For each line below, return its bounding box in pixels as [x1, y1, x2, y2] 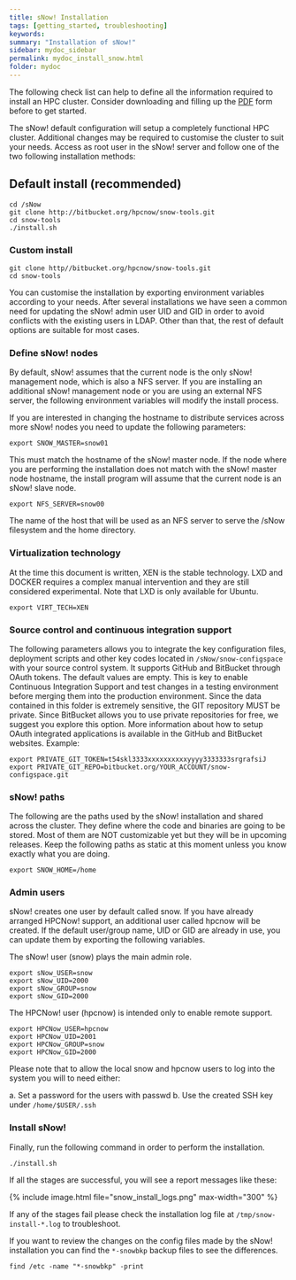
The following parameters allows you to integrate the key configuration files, [9, 643, 286, 654]
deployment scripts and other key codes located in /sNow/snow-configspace [9, 653, 284, 663]
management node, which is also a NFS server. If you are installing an [9, 376, 263, 387]
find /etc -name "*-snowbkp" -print [9, 1261, 144, 1271]
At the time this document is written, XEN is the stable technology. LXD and [9, 567, 284, 578]
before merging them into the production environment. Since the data [9, 690, 262, 701]
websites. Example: [9, 737, 80, 749]
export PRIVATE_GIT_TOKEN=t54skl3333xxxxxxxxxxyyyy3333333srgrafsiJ [9, 755, 267, 764]
